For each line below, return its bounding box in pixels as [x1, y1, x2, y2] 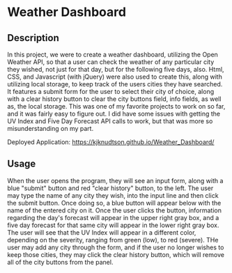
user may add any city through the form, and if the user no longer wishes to [7, 243, 224, 251]
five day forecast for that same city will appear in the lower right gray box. [7, 221, 219, 229]
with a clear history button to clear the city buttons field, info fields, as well [7, 95, 222, 103]
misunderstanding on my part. [7, 125, 94, 132]
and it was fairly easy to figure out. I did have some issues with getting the [7, 109, 221, 118]
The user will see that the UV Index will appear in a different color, [7, 228, 196, 237]
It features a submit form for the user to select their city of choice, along [7, 88, 215, 95]
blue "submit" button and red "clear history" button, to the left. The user [7, 184, 214, 192]
